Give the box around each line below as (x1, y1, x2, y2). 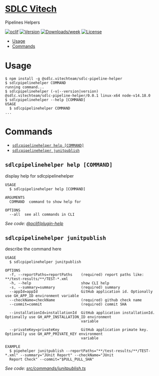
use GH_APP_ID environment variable (5, 294, 79, 299)
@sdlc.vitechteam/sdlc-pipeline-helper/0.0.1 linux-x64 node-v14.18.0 (5, 93, 151, 98)
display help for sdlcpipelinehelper (5, 173, 74, 179)
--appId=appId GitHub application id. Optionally (9, 289, 153, 294)
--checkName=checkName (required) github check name (9, 298, 142, 303)
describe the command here (5, 246, 62, 252)
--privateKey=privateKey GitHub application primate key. (9, 328, 149, 332)
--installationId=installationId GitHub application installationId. (9, 311, 155, 316)
